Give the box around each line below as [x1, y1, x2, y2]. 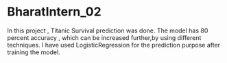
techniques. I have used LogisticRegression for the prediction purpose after [7, 41, 221, 49]
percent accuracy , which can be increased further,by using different [7, 33, 202, 41]
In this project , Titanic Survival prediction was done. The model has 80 [7, 26, 208, 35]
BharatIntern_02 [7, 4, 101, 20]
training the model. [7, 48, 60, 56]
